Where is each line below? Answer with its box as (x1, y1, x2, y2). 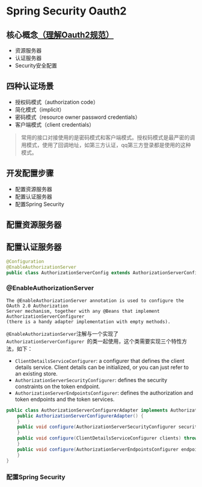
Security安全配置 (14, 62, 57, 69)
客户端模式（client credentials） (14, 121, 95, 128)
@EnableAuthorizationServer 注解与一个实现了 (6, 330, 119, 337)
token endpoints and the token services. (14, 395, 115, 403)
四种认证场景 (6, 81, 54, 92)
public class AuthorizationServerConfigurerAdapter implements (6, 407, 168, 413)
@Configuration (6, 258, 44, 265)
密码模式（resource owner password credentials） (14, 113, 141, 121)
